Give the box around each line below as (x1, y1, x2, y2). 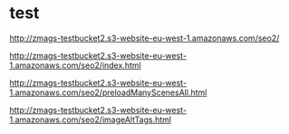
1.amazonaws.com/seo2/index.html (9, 60, 142, 71)
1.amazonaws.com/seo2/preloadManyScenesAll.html (9, 87, 207, 98)
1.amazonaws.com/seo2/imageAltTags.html (9, 114, 172, 125)
